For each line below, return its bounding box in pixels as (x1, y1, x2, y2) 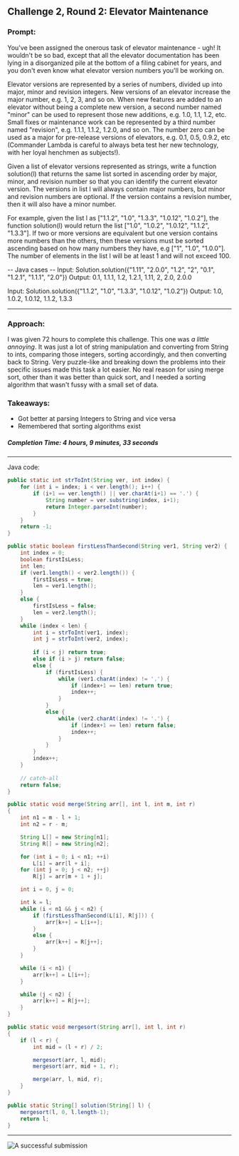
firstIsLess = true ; (33, 576, 94, 583)
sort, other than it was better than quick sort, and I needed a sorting (7, 372, 206, 381)
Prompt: (7, 27, 36, 37)
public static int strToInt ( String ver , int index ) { (7, 477, 171, 484)
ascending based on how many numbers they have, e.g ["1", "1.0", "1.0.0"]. (7, 244, 225, 252)
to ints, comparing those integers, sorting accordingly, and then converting (7, 349, 227, 359)
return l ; (20, 1115, 50, 1122)
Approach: (7, 319, 46, 329)
